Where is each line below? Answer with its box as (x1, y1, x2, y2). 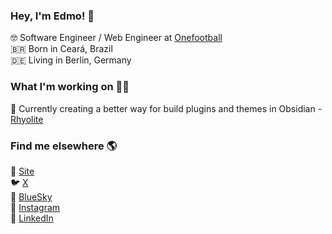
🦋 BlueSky (10, 190, 53, 203)
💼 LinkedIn (10, 212, 54, 224)
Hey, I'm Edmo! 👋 (10, 9, 95, 23)
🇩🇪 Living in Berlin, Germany (10, 54, 132, 66)
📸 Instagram (10, 201, 61, 213)
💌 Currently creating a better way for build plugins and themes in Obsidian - (10, 102, 323, 114)
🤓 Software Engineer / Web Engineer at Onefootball (10, 32, 223, 44)
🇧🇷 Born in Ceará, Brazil (10, 43, 113, 55)
